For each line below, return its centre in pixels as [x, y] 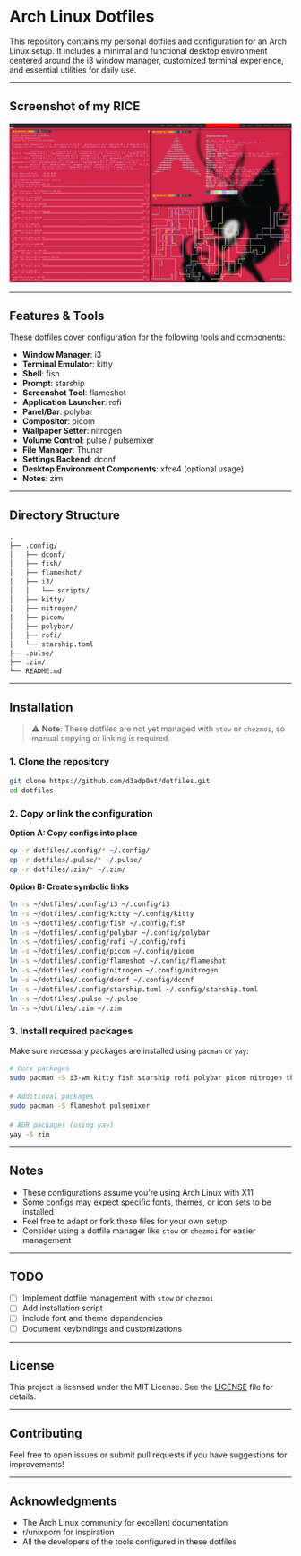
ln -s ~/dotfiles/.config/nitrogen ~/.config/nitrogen [114, 971]
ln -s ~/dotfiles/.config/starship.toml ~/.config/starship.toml [133, 989]
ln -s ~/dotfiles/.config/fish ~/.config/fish [98, 923]
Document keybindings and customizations [102, 1328]
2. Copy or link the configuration [81, 813]
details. [23, 1396]
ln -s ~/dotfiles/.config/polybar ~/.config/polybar [110, 933]
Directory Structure [65, 515]
